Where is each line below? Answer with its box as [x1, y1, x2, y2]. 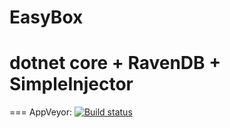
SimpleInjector [9, 73, 134, 96]
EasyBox [9, 6, 84, 29]
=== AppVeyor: [9, 106, 72, 118]
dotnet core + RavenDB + [9, 52, 222, 75]
